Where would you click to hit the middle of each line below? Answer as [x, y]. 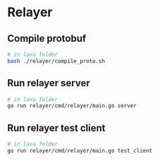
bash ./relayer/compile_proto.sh [56, 61]
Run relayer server [49, 83]
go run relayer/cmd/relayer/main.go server [72, 106]
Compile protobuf [47, 38]
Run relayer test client [56, 128]
